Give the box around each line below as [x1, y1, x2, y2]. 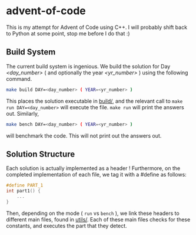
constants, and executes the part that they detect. [6, 222, 128, 229]
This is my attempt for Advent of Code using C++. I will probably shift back [6, 24, 187, 31]
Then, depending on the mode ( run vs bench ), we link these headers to [6, 210, 180, 217]
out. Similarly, [6, 110, 39, 117]
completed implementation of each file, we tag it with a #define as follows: [6, 171, 187, 178]
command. [6, 75, 32, 82]
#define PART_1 [6, 182, 44, 188]
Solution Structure [6, 149, 75, 159]
